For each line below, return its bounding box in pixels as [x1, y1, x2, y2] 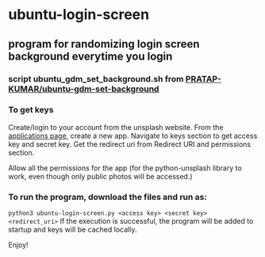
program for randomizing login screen [8, 37, 200, 51]
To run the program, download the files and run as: [8, 191, 208, 202]
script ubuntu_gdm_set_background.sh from [8, 73, 184, 84]
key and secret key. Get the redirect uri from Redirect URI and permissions [8, 139, 252, 148]
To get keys [8, 105, 54, 116]
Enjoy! [8, 240, 29, 250]
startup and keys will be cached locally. [8, 224, 137, 235]
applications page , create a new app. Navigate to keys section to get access [8, 131, 258, 140]
